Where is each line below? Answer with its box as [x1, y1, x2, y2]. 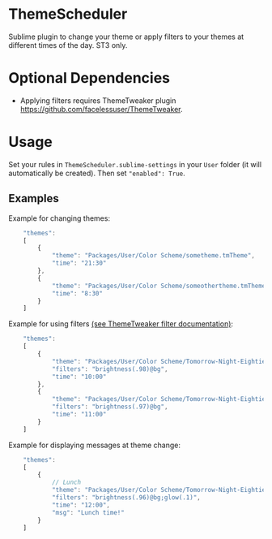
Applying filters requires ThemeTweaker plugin [19, 95, 176, 106]
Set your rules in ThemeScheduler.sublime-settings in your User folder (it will [8, 159, 261, 169]
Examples [8, 192, 59, 205]
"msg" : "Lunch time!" [51, 508, 125, 516]
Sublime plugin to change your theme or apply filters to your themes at [8, 32, 244, 41]
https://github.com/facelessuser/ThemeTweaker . [19, 104, 184, 114]
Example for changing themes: [8, 213, 111, 223]
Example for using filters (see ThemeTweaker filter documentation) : [8, 319, 233, 329]
